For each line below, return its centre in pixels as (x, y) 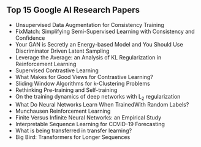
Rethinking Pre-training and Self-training (66, 90)
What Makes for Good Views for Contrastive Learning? (84, 77)
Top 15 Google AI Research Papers (73, 10)
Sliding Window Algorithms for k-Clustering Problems (82, 83)
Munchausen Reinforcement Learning (63, 111)
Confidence (30, 38)
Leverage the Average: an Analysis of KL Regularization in (88, 57)
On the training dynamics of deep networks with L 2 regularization (98, 97)
